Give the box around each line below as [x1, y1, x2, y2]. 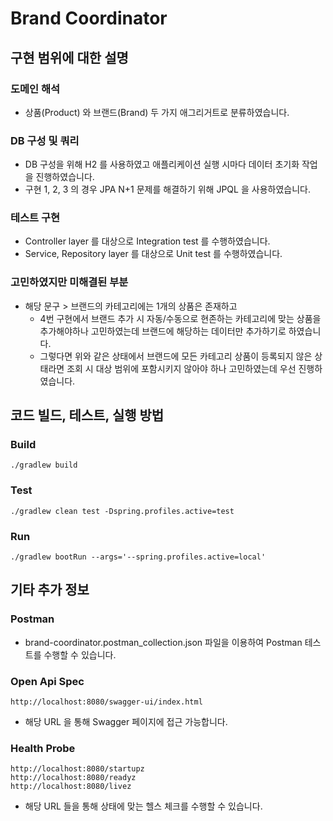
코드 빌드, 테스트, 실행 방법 [10, 407, 165, 424]
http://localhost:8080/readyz [10, 773, 137, 783]
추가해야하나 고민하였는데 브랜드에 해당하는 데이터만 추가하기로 [39, 325, 287, 337]
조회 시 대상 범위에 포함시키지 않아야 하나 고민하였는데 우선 [66, 362, 297, 374]
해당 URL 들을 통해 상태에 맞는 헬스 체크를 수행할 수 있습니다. [24, 800, 263, 812]
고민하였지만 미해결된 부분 [10, 275, 129, 289]
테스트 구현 [10, 211, 61, 225]
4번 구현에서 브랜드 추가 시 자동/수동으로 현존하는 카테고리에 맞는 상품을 [39, 312, 322, 324]
